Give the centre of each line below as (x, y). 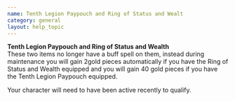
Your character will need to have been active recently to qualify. (99, 90)
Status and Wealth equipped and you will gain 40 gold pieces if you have (113, 69)
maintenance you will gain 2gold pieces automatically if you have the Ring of (118, 62)
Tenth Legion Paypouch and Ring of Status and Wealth (88, 47)
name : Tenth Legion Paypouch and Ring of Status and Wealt (95, 14)
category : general (34, 20)
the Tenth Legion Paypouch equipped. (62, 76)
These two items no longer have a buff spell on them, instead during (106, 54)
